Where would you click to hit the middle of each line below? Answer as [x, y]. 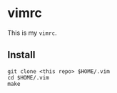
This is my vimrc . [32, 33]
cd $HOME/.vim [29, 77]
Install [21, 55]
